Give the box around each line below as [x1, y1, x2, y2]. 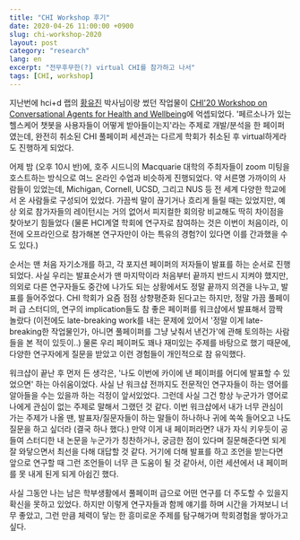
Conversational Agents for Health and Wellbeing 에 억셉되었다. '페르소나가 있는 [9, 109, 292, 119]
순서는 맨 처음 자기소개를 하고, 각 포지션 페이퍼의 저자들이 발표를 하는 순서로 [9, 258, 275, 269]
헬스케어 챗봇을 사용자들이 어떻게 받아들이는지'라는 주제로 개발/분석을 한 [9, 119, 261, 130]
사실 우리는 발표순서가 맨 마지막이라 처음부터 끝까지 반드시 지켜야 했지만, [35, 270, 289, 281]
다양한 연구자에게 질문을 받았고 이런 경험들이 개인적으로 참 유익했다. [9, 348, 246, 359]
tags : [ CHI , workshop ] [9, 72, 94, 81]
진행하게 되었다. [18, 142, 74, 152]
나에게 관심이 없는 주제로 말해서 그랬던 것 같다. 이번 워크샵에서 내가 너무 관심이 [9, 401, 284, 412]
